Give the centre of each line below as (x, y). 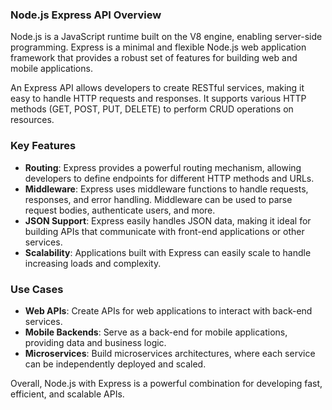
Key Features (43, 146)
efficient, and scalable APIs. (67, 394)
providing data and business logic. (95, 342)
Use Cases (37, 289)
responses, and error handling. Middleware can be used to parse (158, 199)
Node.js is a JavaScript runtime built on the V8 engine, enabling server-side (166, 37)
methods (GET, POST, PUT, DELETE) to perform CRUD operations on (152, 109)
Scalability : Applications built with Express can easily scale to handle (168, 252)
